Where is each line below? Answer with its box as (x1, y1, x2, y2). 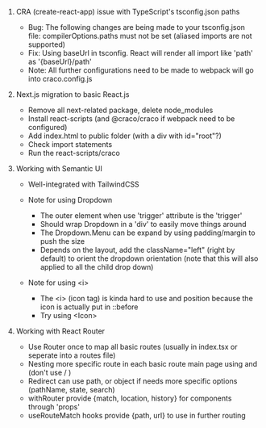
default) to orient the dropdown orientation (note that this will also (39, 254, 259, 263)
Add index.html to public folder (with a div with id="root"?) (27, 131, 222, 141)
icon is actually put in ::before (39, 302, 139, 312)
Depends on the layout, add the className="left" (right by (39, 245, 235, 254)
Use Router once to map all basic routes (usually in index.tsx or (27, 342, 238, 351)
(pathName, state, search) (27, 385, 115, 394)
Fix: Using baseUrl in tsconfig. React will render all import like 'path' (27, 48, 254, 57)
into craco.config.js (27, 74, 93, 83)
